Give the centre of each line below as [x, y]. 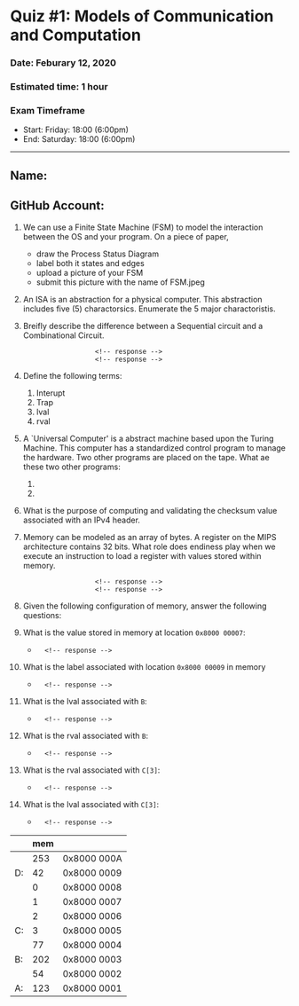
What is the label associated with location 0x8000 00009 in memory [144, 666]
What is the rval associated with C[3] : [91, 770]
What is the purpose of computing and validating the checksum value [150, 510]
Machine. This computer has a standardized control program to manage [154, 448]
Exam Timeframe [47, 110]
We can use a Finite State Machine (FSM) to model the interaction [143, 227]
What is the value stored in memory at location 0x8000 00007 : [134, 633]
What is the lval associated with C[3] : [91, 804]
